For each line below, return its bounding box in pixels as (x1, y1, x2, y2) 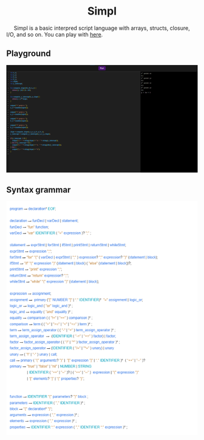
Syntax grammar (6, 184, 71, 195)
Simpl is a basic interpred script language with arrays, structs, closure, (13, 24, 190, 32)
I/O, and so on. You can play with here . (6, 30, 103, 38)
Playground (6, 49, 51, 59)
